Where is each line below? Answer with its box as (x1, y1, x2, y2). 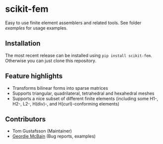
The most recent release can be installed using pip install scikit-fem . (5, 52, 152, 58)
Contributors (5, 115, 46, 123)
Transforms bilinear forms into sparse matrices (12, 85, 108, 91)
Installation (5, 39, 41, 48)
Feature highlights (5, 72, 63, 80)
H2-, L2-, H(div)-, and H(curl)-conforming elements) (12, 101, 120, 107)
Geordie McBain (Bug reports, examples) (12, 133, 96, 139)
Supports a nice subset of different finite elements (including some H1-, (12, 95, 159, 102)
